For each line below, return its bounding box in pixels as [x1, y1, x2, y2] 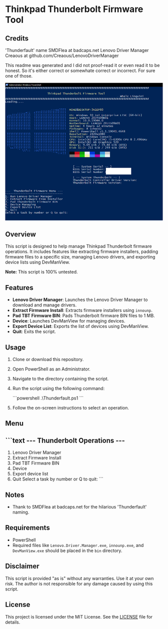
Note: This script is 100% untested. [5, 269, 78, 275]
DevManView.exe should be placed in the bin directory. [12, 547, 122, 553]
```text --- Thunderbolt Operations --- [5, 436, 125, 444]
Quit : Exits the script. [12, 328, 56, 334]
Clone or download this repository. [12, 356, 84, 362]
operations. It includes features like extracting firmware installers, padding [5, 248, 158, 254]
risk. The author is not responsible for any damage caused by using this [5, 580, 153, 586]
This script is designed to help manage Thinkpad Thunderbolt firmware [5, 243, 152, 249]
